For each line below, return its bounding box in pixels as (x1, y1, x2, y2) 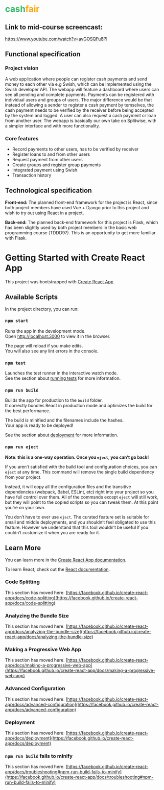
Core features (5, 135, 39, 142)
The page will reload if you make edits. (5, 343, 83, 348)
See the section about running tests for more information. (5, 375, 121, 381)
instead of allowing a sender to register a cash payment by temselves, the (5, 102, 154, 108)
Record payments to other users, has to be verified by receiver (12, 146, 139, 152)
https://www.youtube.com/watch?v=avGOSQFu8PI (5, 36, 108, 42)
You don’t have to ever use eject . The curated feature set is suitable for (5, 514, 149, 520)
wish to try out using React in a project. (5, 210, 84, 216)
